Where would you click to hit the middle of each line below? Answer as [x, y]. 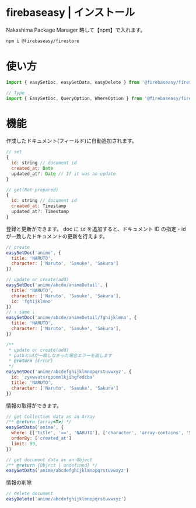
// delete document [30, 494]
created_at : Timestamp [39, 206]
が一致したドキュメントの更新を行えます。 [57, 236]
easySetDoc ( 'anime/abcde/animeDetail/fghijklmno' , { [71, 318]
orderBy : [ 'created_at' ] [41, 438]
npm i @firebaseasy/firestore [43, 41]
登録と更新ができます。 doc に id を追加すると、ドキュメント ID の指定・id [96, 229]
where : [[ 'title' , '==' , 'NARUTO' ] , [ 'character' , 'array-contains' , [97, 433]
